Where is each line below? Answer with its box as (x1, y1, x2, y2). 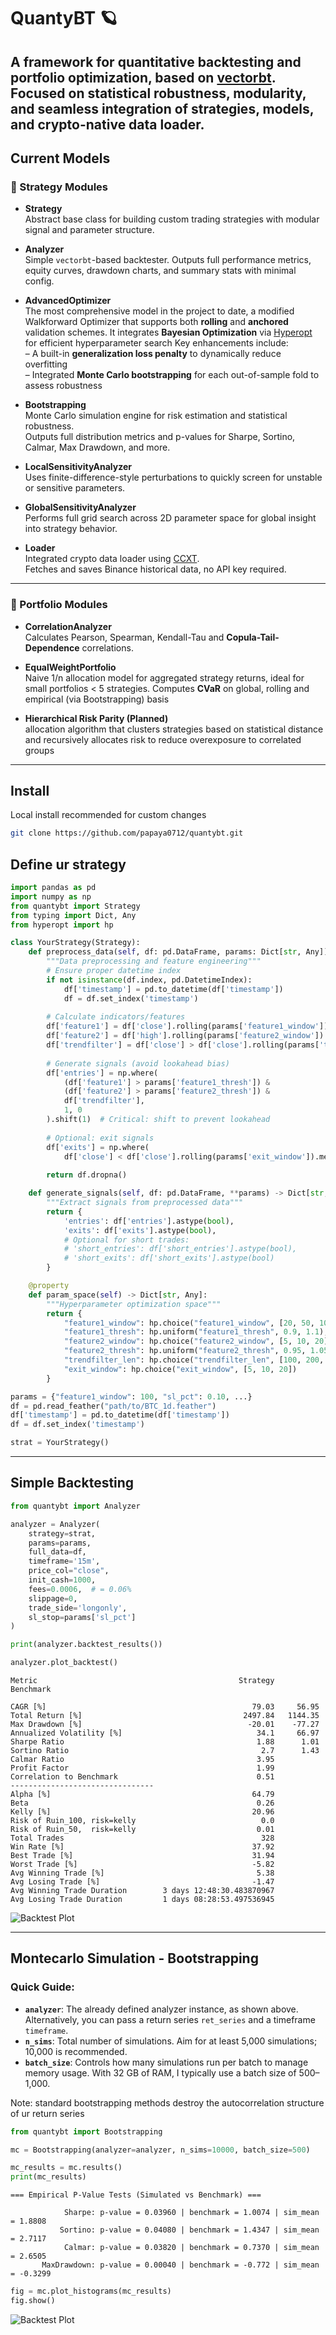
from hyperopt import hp (10, 920, 114, 930)
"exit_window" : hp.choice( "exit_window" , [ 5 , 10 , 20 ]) (63, 1364, 298, 1374)
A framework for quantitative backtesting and (10, 53, 302, 70)
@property (28, 1281, 70, 1291)
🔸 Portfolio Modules (10, 598, 108, 612)
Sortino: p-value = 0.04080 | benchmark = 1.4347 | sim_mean (59, 2225, 320, 2235)
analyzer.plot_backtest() (10, 1658, 118, 1668)
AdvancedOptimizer (24, 295, 112, 307)
